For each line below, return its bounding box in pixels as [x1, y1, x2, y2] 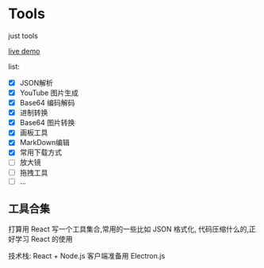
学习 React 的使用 [14, 235, 73, 244]
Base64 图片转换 [19, 118, 75, 128]
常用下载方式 [19, 147, 62, 157]
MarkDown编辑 [19, 138, 70, 147]
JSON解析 [19, 78, 54, 87]
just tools [8, 31, 38, 40]
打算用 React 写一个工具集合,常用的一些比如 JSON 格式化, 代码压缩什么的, [8, 224, 250, 234]
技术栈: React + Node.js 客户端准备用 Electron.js [8, 251, 166, 261]
